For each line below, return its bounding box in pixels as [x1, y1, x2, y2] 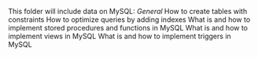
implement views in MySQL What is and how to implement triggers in [8, 31, 232, 41]
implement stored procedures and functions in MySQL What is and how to [8, 23, 248, 32]
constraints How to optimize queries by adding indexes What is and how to [8, 15, 251, 24]
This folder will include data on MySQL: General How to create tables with [8, 7, 248, 16]
